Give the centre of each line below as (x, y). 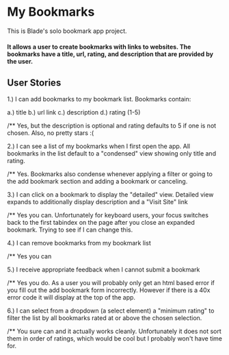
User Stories (34, 83)
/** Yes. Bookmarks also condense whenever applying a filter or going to (110, 174)
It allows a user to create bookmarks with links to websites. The (99, 47)
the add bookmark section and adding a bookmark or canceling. (97, 182)
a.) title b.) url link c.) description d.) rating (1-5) (74, 112)
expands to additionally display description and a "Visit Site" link (97, 202)
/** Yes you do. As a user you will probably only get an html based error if (111, 283)
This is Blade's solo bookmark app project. (67, 31)
